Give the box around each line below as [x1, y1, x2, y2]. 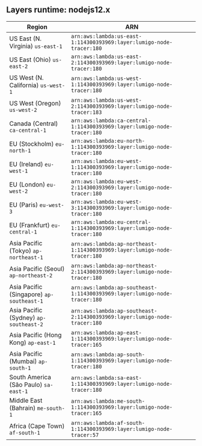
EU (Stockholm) [9, 140, 54, 148]
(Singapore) [9, 290, 43, 299]
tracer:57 [71, 432, 99, 438]
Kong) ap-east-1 [9, 338, 56, 347]
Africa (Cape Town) [9, 421, 65, 430]
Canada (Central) [9, 119, 58, 128]
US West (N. [9, 73, 44, 82]
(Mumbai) [9, 357, 37, 365]
